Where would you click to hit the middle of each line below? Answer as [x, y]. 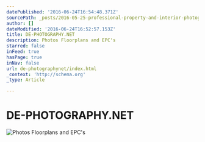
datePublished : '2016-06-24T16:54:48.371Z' [63, 12]
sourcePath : [21, 18]
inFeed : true [23, 52]
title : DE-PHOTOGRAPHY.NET [41, 35]
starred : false [26, 46]
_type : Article [26, 80]
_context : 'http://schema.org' [46, 74]
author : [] [20, 23]
